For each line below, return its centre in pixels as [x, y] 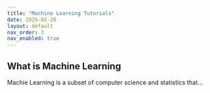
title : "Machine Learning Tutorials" [61, 13]
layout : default [30, 26]
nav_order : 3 [26, 32]
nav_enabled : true [33, 39]
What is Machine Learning [64, 66]
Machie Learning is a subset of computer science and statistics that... [105, 82]
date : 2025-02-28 [32, 20]
